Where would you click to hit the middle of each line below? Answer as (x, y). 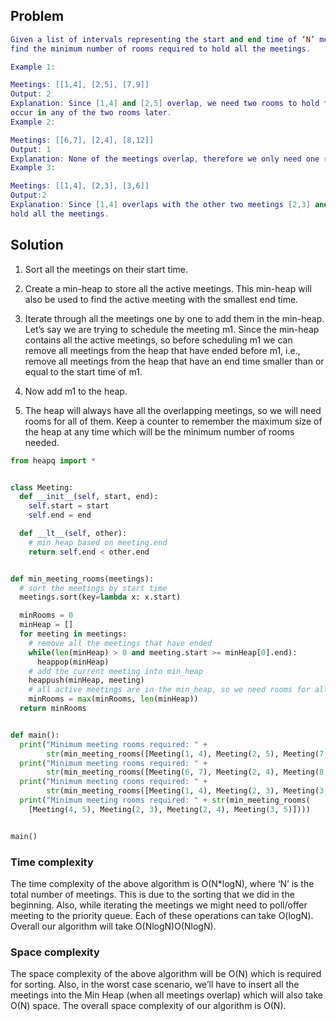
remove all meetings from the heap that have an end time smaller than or (174, 361)
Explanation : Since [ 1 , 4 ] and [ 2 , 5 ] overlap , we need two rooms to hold (165, 104)
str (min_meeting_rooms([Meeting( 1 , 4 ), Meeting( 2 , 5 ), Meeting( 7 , (187, 754)
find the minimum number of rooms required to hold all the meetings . (160, 49)
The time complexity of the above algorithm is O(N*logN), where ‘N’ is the (162, 883)
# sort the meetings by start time (93, 588)
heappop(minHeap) (73, 662)
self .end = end (60, 515)
